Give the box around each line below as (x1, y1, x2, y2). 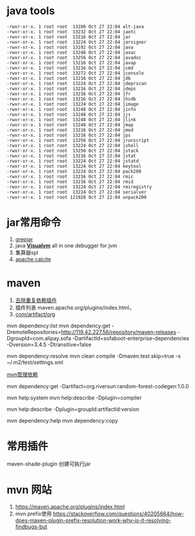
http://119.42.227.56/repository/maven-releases (61, 328, 176, 335)
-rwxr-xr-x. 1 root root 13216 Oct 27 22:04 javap (6, 60, 136, 66)
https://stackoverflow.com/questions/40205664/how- (52, 510, 184, 517)
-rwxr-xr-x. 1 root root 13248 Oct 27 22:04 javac (6, 49, 136, 56)
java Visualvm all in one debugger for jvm (15, 242, 117, 249)
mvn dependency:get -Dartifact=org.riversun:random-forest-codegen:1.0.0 (6, 382, 189, 389)
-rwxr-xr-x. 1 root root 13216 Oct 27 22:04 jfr (6, 90, 131, 97)
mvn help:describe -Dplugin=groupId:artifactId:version (6, 405, 140, 412)
